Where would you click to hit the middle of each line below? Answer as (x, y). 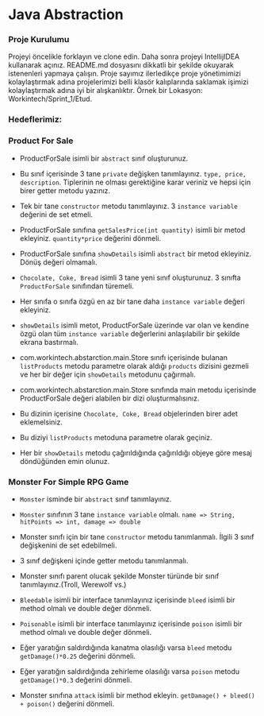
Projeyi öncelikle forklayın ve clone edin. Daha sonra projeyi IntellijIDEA (124, 56)
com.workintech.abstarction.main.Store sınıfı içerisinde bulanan (124, 357)
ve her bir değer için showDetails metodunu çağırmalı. (107, 374)
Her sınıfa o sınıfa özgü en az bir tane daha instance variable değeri (132, 301)
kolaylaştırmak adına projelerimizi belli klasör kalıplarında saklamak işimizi (128, 82)
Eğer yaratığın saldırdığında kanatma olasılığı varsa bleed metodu (126, 648)
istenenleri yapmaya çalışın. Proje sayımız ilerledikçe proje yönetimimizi (125, 74)
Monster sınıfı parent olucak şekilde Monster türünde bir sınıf (119, 576)
